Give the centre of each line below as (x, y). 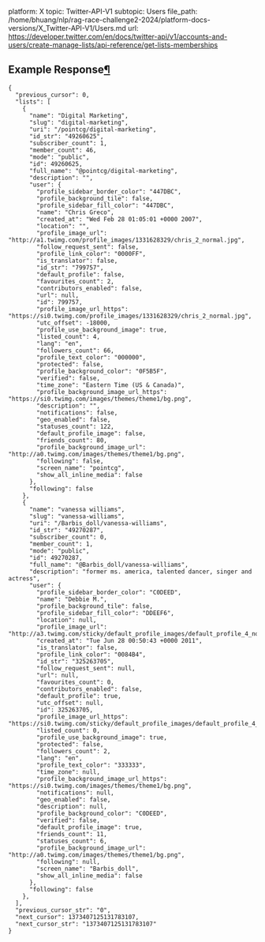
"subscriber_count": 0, (68, 537)
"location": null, (67, 620)
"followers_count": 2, (74, 751)
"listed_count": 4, (69, 336)
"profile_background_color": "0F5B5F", (102, 371)
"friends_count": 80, (72, 440)
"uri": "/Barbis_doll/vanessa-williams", (98, 523)
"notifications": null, (75, 793)
